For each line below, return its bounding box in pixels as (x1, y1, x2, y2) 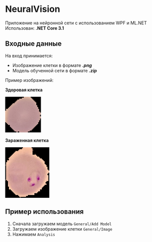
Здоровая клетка (5, 87, 43, 93)
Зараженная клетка (5, 137, 49, 143)
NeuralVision (5, 3, 61, 15)
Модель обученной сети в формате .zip (12, 67, 97, 73)
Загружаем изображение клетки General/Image (12, 226, 113, 232)
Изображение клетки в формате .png (12, 62, 92, 68)
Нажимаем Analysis (12, 231, 56, 237)
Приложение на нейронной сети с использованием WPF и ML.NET (5, 20, 148, 26)
